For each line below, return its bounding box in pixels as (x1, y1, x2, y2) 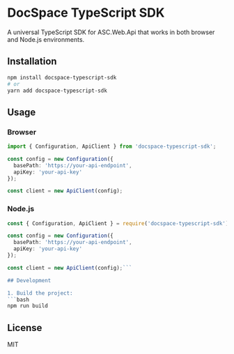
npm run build (7, 302, 49, 309)
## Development (7, 277, 52, 284)
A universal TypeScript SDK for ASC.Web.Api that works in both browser (7, 28, 215, 36)
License (7, 322, 42, 334)
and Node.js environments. (7, 35, 85, 43)
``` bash (7, 296, 30, 303)
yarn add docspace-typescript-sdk (7, 87, 108, 94)
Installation (7, 56, 57, 68)
